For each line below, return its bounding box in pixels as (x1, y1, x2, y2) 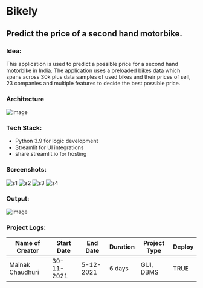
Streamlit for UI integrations (14, 144, 84, 151)
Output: (6, 194, 30, 203)
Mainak (9, 261, 30, 269)
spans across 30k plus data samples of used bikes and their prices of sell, (6, 73, 191, 80)
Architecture (6, 95, 45, 103)
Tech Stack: (6, 124, 42, 132)
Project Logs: (6, 223, 47, 232)
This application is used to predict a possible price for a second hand (6, 60, 178, 67)
